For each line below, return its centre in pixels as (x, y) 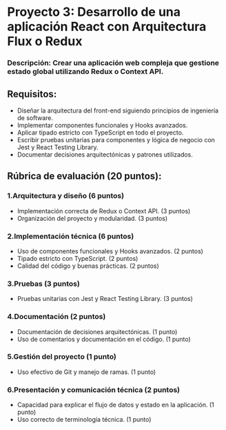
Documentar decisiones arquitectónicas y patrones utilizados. (105, 154)
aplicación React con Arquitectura (107, 27)
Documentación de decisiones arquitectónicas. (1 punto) (97, 331)
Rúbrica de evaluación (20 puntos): (84, 176)
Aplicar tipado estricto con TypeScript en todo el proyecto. (100, 133)
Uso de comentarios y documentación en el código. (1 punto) (104, 339)
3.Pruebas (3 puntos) (44, 284)
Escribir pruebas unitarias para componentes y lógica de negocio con (116, 139)
